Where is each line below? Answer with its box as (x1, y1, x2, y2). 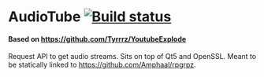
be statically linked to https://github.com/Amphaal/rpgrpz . (8, 60, 196, 70)
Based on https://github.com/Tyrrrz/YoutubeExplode (8, 34, 187, 43)
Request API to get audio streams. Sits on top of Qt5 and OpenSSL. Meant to (8, 52, 257, 61)
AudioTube (8, 8, 81, 26)
